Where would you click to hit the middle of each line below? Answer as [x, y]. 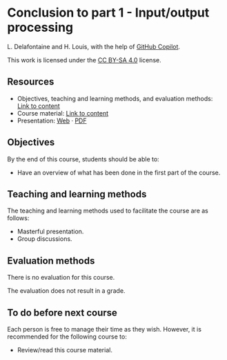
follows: [18, 218]
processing [40, 27]
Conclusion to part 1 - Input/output [108, 13]
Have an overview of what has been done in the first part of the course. [119, 172]
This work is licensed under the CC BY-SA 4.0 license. [84, 60]
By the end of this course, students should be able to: [83, 159]
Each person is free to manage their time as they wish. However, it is [105, 329]
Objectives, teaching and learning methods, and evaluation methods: [115, 98]
